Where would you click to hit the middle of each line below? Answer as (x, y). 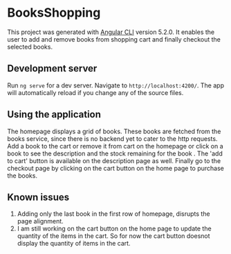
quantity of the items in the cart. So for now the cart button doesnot (113, 236)
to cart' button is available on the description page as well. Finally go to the (114, 160)
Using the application (54, 115)
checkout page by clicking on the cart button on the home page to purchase (116, 168)
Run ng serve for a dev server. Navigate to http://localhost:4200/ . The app (116, 85)
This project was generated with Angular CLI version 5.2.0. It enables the (111, 32)
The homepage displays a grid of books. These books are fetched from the (114, 131)
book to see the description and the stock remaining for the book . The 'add (115, 153)
